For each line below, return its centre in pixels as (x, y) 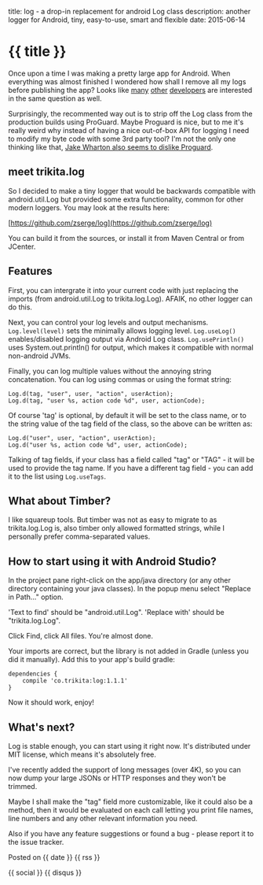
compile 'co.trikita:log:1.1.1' (75, 681)
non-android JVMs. (40, 355)
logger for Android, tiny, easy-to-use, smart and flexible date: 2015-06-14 (127, 20)
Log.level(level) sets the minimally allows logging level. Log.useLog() (122, 331)
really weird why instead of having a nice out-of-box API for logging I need (129, 130)
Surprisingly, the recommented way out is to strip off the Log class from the (130, 113)
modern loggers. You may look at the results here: (89, 207)
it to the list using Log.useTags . (57, 476)
